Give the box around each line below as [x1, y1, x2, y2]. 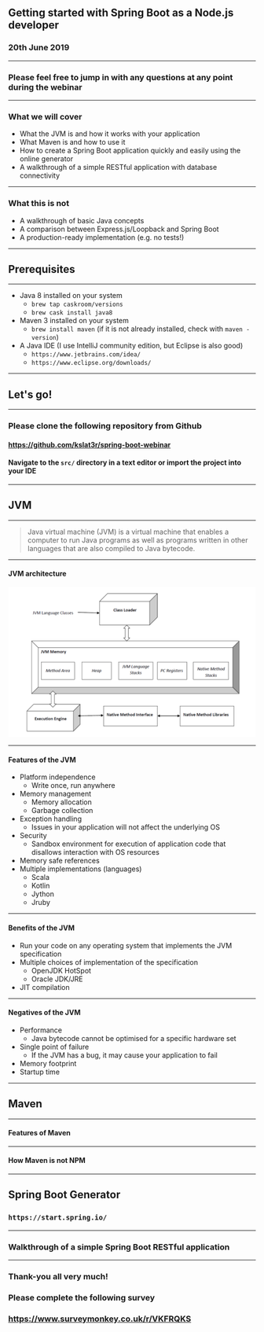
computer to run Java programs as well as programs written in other [27, 535, 248, 545]
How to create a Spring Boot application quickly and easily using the [19, 145, 241, 156]
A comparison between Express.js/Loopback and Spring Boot [19, 224, 219, 234]
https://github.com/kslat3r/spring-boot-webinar [8, 440, 171, 449]
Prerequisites [8, 263, 75, 276]
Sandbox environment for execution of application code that [31, 839, 226, 848]
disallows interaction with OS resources [31, 848, 159, 857]
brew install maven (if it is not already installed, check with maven [31, 324, 244, 333]
